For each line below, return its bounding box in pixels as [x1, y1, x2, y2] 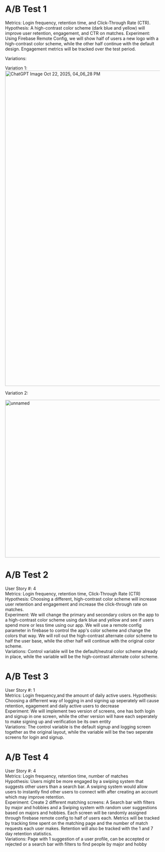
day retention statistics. [5, 830, 53, 836]
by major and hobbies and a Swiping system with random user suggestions [5, 804, 157, 810]
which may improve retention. [5, 794, 65, 800]
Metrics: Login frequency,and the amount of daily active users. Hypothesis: [5, 692, 158, 698]
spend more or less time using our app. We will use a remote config [5, 622, 142, 628]
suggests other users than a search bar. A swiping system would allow [5, 784, 148, 789]
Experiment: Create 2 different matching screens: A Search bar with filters [5, 799, 155, 805]
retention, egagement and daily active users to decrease [5, 703, 119, 709]
